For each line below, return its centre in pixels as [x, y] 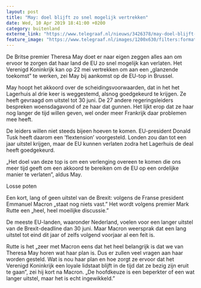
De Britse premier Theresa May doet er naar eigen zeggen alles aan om [94, 57]
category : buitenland [33, 28]
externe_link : [24, 34]
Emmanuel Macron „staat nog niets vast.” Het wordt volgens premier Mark [98, 204]
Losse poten [22, 186]
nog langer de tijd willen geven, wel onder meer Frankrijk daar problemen [96, 113]
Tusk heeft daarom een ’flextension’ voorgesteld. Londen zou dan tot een [96, 137]
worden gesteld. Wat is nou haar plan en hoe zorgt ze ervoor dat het [90, 259]
